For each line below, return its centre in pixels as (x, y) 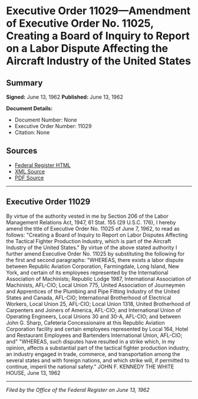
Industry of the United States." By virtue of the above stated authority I (92, 247)
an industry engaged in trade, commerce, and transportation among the (93, 354)
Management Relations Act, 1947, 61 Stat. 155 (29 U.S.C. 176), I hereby (91, 222)
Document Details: (29, 108)
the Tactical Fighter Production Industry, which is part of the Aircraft (89, 241)
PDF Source (29, 178)
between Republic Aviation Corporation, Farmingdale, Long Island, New (93, 266)
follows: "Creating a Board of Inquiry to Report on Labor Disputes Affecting (97, 235)
